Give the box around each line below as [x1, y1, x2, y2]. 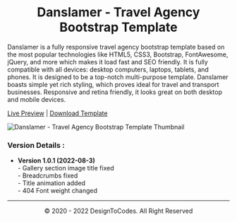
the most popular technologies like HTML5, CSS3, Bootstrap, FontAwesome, [7, 50, 229, 59]
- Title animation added [17, 179, 86, 187]
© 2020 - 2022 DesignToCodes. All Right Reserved [44, 206, 193, 216]
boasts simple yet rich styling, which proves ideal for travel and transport [7, 80, 219, 88]
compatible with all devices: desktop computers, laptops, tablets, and [7, 65, 209, 74]
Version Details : [7, 140, 65, 150]
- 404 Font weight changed [17, 187, 97, 195]
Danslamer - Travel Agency [37, 4, 200, 21]
